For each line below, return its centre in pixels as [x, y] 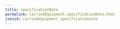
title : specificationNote [31, 10]
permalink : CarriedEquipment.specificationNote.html [60, 14]
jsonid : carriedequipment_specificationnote [51, 19]
